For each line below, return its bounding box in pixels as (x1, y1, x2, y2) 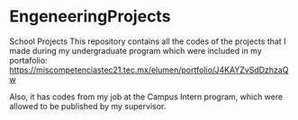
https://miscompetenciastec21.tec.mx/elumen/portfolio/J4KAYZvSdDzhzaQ (9, 64, 289, 75)
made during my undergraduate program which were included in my (9, 45, 263, 56)
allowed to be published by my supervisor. (9, 100, 167, 111)
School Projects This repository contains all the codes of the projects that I (9, 36, 286, 47)
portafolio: (9, 55, 48, 65)
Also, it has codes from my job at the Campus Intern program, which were (9, 91, 284, 102)
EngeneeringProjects (9, 6, 171, 27)
